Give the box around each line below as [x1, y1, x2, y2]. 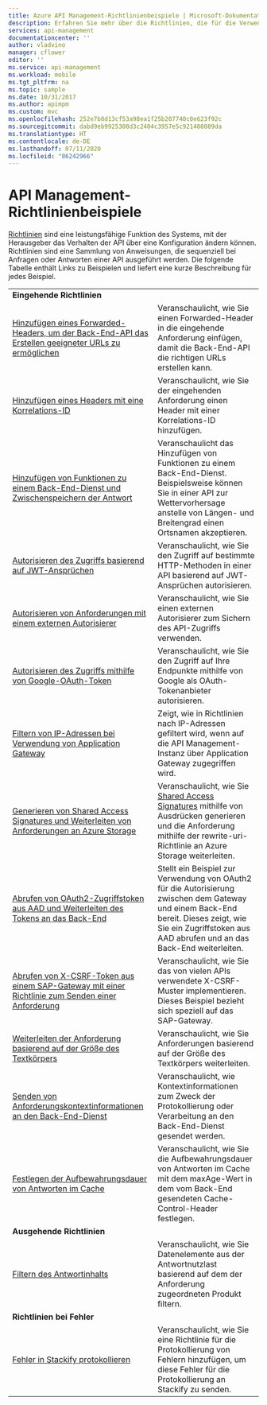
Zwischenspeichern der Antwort [12, 492, 133, 503]
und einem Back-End [157, 903, 238, 914]
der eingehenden [157, 385, 222, 396]
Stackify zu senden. [157, 1384, 232, 1395]
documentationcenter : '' [8, 33, 91, 42]
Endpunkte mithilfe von [157, 666, 244, 677]
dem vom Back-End [157, 1183, 233, 1194]
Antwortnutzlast [157, 1259, 217, 1270]
